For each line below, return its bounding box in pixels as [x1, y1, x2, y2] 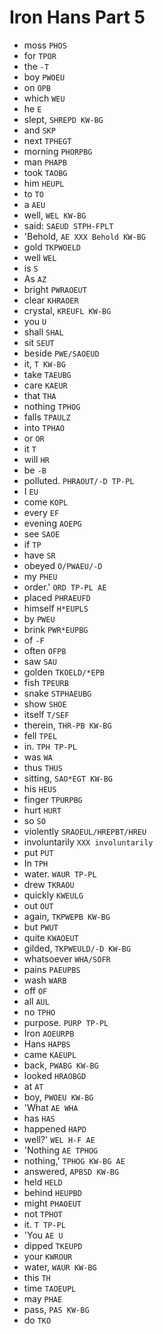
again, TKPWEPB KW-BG [23, 910, 111, 922]
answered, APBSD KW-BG [23, 1165, 120, 1177]
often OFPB [23, 644, 67, 656]
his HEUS [23, 782, 57, 795]
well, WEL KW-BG [23, 209, 87, 221]
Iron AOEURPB [23, 1027, 75, 1039]
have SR [23, 549, 56, 561]
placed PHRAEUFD [23, 591, 91, 603]
